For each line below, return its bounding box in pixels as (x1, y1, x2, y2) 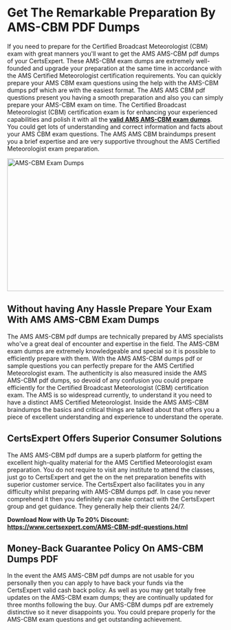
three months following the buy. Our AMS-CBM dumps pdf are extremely (7, 600, 214, 609)
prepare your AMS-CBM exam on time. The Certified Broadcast (7, 100, 187, 109)
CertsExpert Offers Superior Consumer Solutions (7, 433, 222, 444)
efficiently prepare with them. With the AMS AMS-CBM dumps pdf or (7, 354, 203, 362)
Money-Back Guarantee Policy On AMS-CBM (7, 542, 204, 554)
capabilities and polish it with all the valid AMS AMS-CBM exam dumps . (7, 115, 212, 123)
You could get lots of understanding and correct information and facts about (7, 122, 223, 131)
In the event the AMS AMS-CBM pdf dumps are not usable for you (7, 572, 195, 580)
